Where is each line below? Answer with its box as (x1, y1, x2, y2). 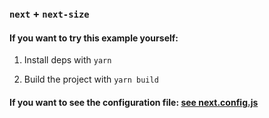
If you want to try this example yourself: (9, 32, 179, 44)
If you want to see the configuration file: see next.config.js (9, 96, 259, 108)
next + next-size (9, 7, 90, 21)
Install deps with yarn (23, 54, 112, 66)
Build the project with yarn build (23, 73, 159, 86)
